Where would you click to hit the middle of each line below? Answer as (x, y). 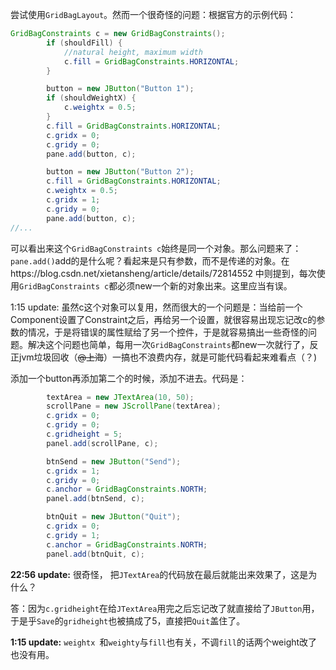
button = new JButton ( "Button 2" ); (120, 172)
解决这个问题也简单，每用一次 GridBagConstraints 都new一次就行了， (168, 344)
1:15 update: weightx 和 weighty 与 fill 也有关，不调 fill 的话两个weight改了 (164, 642)
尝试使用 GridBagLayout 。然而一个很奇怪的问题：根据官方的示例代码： (153, 14)
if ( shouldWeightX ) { (91, 98)
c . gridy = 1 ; (73, 535)
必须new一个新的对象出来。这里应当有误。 (205, 285)
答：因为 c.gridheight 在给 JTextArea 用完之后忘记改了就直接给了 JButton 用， (165, 608)
